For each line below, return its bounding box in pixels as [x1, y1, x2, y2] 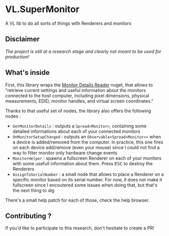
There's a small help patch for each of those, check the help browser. [5, 197, 150, 203]
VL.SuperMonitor [5, 4, 80, 15]
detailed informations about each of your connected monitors [12, 128, 140, 134]
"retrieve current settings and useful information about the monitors [5, 87, 146, 93]
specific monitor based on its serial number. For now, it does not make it [12, 176, 162, 182]
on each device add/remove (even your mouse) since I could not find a [12, 144, 160, 150]
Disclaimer [5, 35, 40, 43]
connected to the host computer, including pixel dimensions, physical [5, 92, 150, 99]
